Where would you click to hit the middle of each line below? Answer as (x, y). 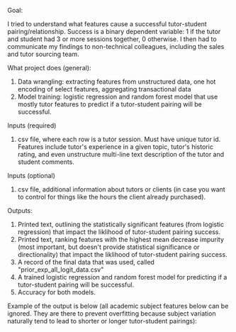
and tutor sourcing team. (43, 54)
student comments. (46, 162)
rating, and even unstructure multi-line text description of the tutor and (121, 154)
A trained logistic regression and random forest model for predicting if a (122, 277)
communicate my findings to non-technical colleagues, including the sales (116, 46)
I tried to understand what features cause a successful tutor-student (107, 24)
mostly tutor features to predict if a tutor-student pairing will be (109, 104)
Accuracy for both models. (56, 292)
